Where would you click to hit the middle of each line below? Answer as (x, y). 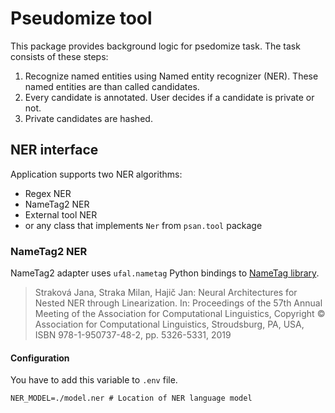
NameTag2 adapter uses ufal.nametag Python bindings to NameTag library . (165, 273)
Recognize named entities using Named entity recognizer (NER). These (171, 76)
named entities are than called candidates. (112, 86)
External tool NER (61, 214)
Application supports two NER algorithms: (96, 174)
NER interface (54, 150)
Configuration (40, 358)
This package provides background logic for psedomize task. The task (155, 46)
